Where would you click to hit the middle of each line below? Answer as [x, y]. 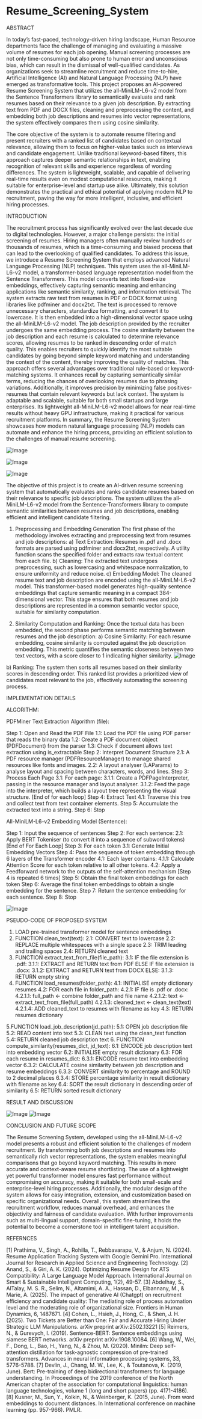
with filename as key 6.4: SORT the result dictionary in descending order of [99, 1084]
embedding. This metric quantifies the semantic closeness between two [104, 649]
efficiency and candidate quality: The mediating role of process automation [99, 1301]
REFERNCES [22, 1238]
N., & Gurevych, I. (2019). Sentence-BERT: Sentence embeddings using [94, 1333]
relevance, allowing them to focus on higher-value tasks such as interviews [99, 147]
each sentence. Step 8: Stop [41, 897]
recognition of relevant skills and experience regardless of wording [89, 166]
